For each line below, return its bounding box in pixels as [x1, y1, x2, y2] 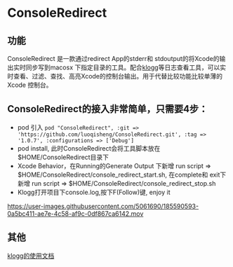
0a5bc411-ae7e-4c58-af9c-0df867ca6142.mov [7, 209, 144, 218]
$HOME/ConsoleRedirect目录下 [17, 153, 109, 161]
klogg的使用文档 [7, 251, 55, 260]
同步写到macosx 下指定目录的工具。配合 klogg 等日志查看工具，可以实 [25, 63, 227, 71]
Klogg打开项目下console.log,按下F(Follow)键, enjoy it [17, 188, 171, 196]
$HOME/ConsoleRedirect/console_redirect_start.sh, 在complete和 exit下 [17, 170, 227, 179]
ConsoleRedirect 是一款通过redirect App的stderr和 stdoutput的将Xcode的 [7, 55, 220, 62]
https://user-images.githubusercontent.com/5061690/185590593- [7, 202, 199, 210]
